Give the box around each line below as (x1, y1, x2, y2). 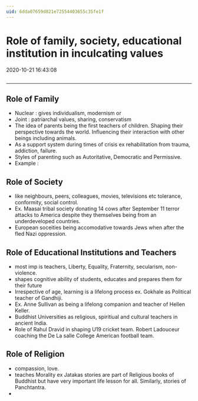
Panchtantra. (14, 383, 46, 390)
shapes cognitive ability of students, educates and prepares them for (14, 276, 183, 282)
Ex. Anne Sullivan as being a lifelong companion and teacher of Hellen (14, 301, 186, 308)
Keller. (14, 307, 31, 314)
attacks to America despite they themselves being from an (14, 211, 157, 219)
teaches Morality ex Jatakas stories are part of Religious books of (14, 371, 174, 378)
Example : (14, 160, 39, 167)
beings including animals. (14, 135, 77, 142)
